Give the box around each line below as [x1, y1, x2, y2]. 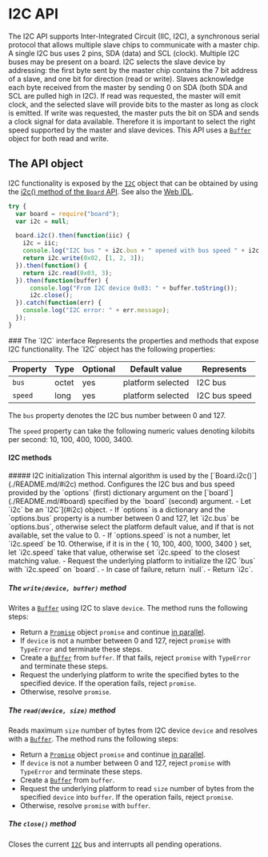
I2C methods [8, 453, 52, 462]
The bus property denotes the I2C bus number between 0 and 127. [8, 410, 226, 420]
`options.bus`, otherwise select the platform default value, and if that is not [8, 522, 254, 531]
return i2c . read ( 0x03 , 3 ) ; [22, 269, 113, 277]
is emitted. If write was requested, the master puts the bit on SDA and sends [8, 108, 259, 117]
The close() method [8, 819, 77, 829]
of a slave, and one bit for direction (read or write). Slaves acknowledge [8, 74, 245, 83]
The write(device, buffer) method [8, 583, 126, 592]
